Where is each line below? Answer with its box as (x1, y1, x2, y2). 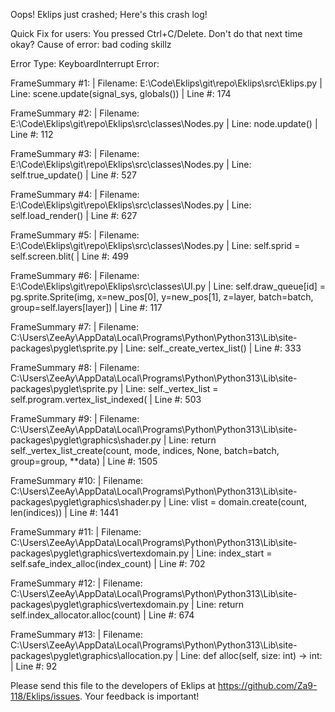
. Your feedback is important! (79, 690, 200, 702)
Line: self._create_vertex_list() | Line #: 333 (125, 342, 302, 354)
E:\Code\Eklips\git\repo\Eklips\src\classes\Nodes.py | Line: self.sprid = (10, 240, 301, 251)
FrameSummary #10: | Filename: (10, 475, 144, 486)
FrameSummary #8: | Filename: (10, 362, 140, 373)
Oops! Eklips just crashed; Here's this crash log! (10, 9, 208, 20)
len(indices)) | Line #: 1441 (10, 507, 119, 518)
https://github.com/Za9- (217, 680, 318, 691)
